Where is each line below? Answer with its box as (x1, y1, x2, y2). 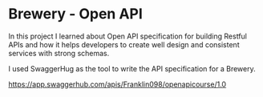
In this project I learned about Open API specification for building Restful (8, 31, 247, 41)
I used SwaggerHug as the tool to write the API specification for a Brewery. (8, 63, 256, 73)
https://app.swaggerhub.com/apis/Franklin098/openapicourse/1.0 (8, 79, 227, 89)
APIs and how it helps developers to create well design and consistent (8, 39, 240, 49)
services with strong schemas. (8, 48, 110, 58)
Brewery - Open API (8, 5, 143, 23)
